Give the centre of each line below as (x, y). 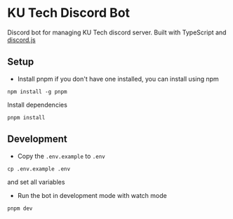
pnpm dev (20, 208)
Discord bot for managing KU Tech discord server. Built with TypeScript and (117, 32)
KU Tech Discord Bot (69, 13)
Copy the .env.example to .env (61, 156)
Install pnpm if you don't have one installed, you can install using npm (118, 79)
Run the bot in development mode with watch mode (92, 195)
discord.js (22, 39)
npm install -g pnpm (38, 92)
